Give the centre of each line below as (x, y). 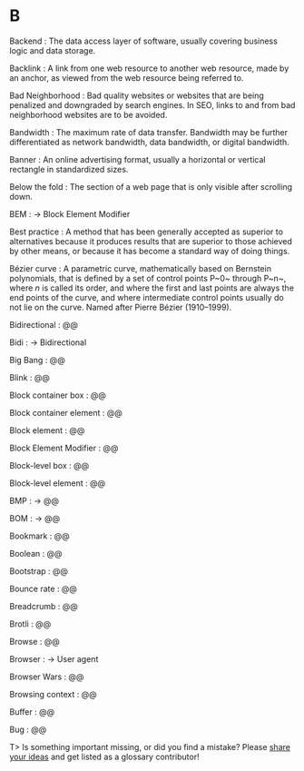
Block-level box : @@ (49, 465)
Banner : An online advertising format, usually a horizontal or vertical (137, 159)
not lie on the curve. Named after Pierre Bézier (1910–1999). (121, 307)
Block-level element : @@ (58, 483)
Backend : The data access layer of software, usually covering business (144, 41)
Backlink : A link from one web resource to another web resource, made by (149, 68)
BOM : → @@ (35, 518)
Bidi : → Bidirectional (48, 342)
